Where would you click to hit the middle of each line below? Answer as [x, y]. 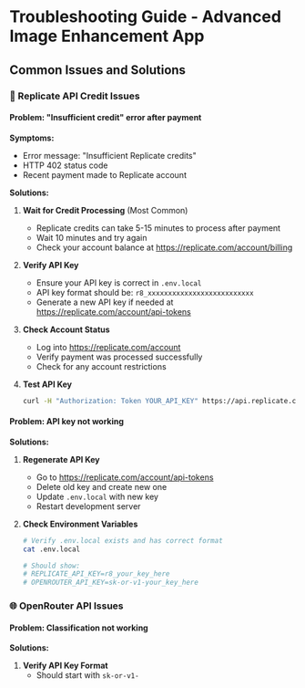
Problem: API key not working [67, 422]
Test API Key [47, 384]
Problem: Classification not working [79, 628]
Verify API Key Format [65, 666]
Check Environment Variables [80, 524]
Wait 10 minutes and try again [91, 237]
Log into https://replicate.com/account [108, 347]
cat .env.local [51, 549]
